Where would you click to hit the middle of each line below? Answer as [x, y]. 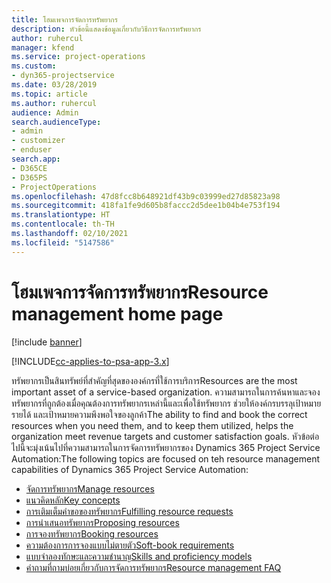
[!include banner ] [47, 342]
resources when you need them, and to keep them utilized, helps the [152, 425]
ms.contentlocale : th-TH [63, 224]
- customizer [38, 141]
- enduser [32, 150]
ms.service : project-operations [78, 57]
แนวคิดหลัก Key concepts [73, 500]
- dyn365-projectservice [63, 76]
